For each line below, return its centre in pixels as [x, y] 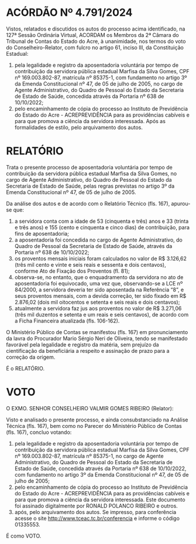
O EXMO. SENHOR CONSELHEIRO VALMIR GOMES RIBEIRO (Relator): [90, 408]
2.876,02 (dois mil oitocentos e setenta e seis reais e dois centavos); [97, 302]
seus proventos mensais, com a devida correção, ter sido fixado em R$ [100, 295]
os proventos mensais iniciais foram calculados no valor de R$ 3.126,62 [101, 259]
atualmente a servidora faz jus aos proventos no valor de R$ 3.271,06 [98, 308]
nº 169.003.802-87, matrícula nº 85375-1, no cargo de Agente [89, 456]
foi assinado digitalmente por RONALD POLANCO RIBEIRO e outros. [96, 506]
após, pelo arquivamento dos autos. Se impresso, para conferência [95, 512]
